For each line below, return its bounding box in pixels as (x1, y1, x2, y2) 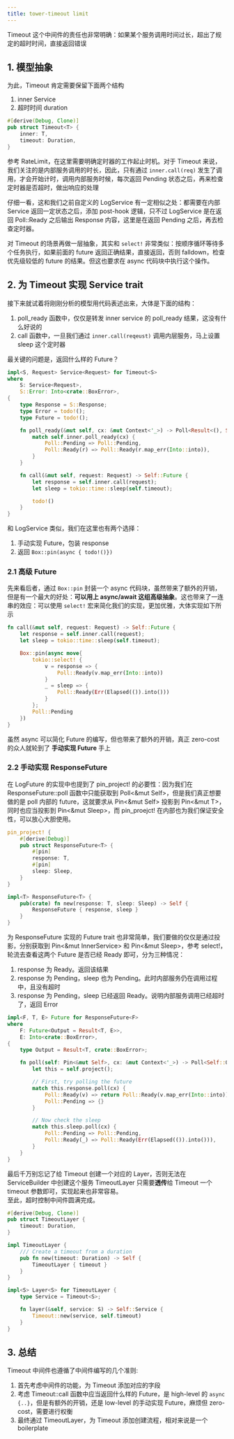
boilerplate (17, 1424, 49, 1433)
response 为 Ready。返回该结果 (17, 965, 109, 974)
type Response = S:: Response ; (19, 401, 108, 408)
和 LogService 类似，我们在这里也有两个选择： (7, 524, 141, 533)
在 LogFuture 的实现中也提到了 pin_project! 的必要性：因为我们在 (7, 780, 194, 788)
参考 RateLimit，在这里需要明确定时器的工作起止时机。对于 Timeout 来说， (7, 157, 221, 165)
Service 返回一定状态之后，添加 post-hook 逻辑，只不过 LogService (7, 207, 202, 215)
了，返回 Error (17, 1000, 58, 1008)
